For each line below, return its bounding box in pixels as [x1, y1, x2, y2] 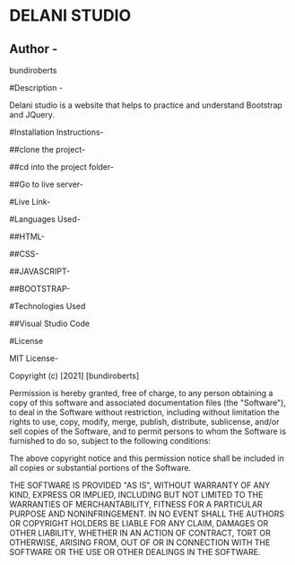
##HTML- [9, 231, 45, 242]
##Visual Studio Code [9, 318, 91, 329]
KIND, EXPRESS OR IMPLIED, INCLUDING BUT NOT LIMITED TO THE [9, 490, 264, 499]
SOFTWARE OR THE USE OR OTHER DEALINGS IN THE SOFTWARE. [9, 547, 261, 557]
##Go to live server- [9, 179, 83, 190]
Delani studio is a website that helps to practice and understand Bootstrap [9, 100, 282, 110]
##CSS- [9, 249, 39, 259]
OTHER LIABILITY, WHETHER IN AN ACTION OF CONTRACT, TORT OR [9, 527, 271, 538]
